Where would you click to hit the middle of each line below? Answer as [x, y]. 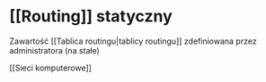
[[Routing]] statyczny [91, 16]
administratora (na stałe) [55, 50]
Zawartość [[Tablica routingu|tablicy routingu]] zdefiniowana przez [133, 41]
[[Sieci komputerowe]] [51, 68]
